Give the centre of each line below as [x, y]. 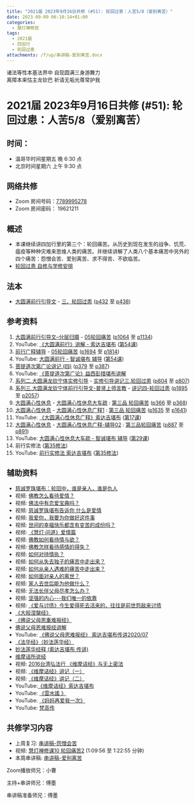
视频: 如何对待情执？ [40, 554]
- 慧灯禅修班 [26, 28]
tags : [13, 33]
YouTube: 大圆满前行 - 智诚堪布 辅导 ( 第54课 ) [69, 359]
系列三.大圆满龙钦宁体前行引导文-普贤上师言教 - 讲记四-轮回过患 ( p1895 [101, 388]
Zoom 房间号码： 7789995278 [51, 201]
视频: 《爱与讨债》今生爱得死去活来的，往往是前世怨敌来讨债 [88, 605]
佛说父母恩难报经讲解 [41, 627]
